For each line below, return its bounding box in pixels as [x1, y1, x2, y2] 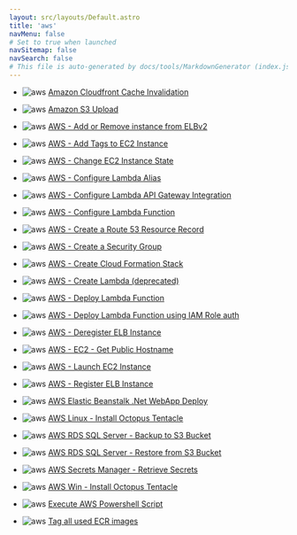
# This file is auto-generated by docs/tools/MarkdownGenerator [9, 63, 251, 72]
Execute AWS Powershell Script [48, 498, 164, 509]
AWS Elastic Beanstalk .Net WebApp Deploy [48, 395, 209, 406]
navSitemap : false [9, 46, 77, 55]
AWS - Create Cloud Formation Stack [48, 258, 184, 268]
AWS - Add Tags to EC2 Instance [48, 138, 169, 149]
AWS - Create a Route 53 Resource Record [48, 223, 205, 235]
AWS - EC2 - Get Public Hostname [48, 344, 174, 354]
